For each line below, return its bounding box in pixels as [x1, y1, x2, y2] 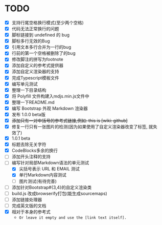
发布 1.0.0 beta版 [11, 111, 46, 117]
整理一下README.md [11, 99, 55, 105]
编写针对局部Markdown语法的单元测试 [11, 160, 89, 166]
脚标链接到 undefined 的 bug [11, 32, 69, 38]
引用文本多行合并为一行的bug [11, 44, 71, 50]
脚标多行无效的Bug [11, 38, 50, 44]
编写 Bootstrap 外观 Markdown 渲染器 [11, 105, 88, 111]
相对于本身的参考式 [11, 208, 51, 215]
